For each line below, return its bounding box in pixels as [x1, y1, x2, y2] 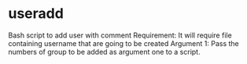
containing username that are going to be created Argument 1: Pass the [8, 38, 239, 48]
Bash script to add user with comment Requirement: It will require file [8, 30, 232, 40]
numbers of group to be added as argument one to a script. [8, 47, 201, 56]
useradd [8, 5, 65, 23]
